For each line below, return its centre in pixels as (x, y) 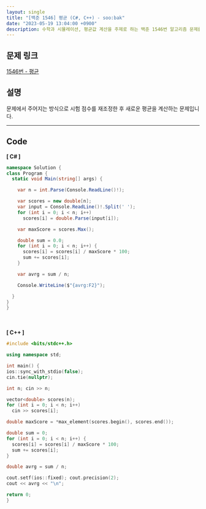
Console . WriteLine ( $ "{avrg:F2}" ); (61, 285)
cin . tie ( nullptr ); (30, 377)
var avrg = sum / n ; (44, 274)
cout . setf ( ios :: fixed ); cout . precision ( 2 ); (63, 478)
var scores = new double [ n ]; (55, 201)
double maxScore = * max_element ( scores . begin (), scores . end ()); (90, 422)
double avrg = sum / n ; (37, 467)
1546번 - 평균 (23, 72)
